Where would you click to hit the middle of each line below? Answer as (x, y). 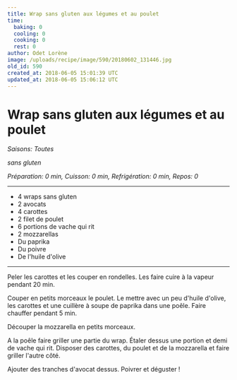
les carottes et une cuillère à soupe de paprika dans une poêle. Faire (107, 306)
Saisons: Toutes (31, 149)
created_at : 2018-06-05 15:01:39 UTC (63, 73)
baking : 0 (28, 27)
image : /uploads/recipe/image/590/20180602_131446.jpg (90, 60)
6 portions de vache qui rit (56, 227)
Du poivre (32, 249)
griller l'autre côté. (34, 356)
